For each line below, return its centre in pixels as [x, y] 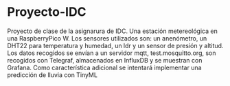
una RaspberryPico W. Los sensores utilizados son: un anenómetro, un [107, 38]
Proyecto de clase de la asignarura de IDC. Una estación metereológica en [112, 31]
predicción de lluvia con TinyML [53, 75]
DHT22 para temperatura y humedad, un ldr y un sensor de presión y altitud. [115, 45]
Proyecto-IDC [47, 12]
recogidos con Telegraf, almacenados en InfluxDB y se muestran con [105, 60]
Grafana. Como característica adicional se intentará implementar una [104, 67]
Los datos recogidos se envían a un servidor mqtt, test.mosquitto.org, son [112, 53]
